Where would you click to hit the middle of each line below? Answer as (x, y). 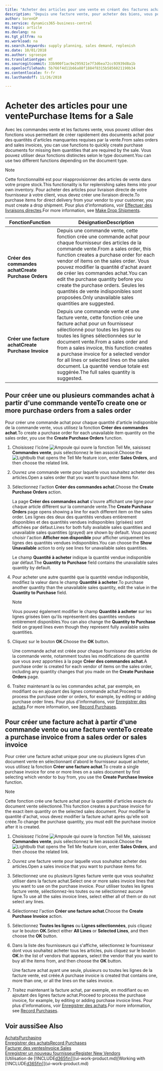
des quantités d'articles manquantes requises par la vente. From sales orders (81, 140)
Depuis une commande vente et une (98, 311)
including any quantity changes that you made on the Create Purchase (83, 671)
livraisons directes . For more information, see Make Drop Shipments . (73, 210)
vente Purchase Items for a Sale (69, 116)
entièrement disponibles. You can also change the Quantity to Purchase (84, 622)
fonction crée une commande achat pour (104, 236)
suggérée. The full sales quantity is (96, 372)
